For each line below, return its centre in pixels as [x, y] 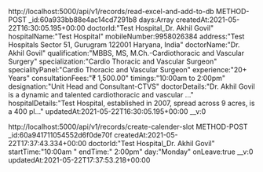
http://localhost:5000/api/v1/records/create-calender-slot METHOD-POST [128, 126]
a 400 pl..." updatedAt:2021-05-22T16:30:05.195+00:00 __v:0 [107, 112]
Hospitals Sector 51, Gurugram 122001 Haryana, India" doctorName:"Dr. [124, 45]
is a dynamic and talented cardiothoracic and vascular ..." [101, 95]
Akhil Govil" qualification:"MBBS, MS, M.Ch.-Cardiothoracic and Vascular [126, 53]
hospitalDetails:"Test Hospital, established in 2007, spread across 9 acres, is [131, 103]
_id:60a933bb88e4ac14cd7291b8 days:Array [101, 20]
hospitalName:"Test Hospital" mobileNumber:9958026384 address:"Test [126, 36]
